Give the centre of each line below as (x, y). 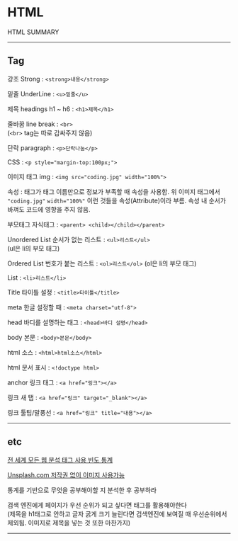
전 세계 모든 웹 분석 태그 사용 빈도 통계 (60, 460)
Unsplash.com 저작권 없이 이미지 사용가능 (66, 474)
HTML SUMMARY (33, 32)
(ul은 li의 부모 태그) (34, 248)
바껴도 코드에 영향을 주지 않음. (49, 209)
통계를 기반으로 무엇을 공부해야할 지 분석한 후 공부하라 (82, 490)
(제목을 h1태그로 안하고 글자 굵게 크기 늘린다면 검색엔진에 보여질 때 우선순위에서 (117, 513)
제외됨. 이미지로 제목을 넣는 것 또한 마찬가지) (69, 523)
